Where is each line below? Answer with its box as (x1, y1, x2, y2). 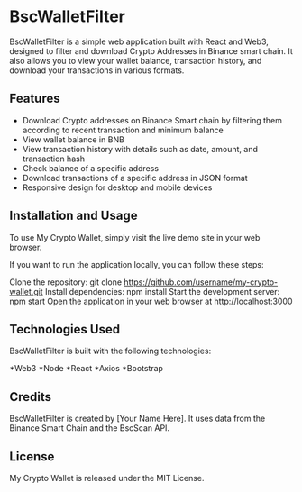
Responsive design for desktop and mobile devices (22, 182, 213, 193)
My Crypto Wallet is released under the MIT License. (9, 473, 205, 483)
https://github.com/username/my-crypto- (124, 277, 278, 287)
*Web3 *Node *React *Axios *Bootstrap (9, 363, 164, 374)
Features (9, 91, 60, 106)
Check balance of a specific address (22, 162, 160, 173)
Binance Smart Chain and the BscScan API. (9, 423, 169, 433)
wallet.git (9, 286, 43, 296)
